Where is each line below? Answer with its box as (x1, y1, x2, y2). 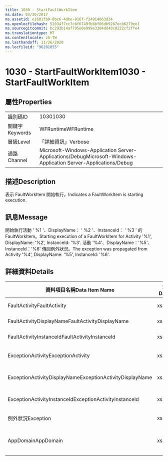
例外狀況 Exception (7, 415, 51, 422)
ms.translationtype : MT (5, 30, 55, 35)
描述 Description (5, 177, 56, 186)
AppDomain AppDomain (7, 437, 63, 444)
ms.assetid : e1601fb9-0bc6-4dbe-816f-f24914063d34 (5, 16, 113, 21)
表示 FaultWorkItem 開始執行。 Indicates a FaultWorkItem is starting (5, 191, 143, 197)
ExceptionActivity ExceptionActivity (7, 352, 90, 359)
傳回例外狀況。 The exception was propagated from (41, 246, 148, 252)
